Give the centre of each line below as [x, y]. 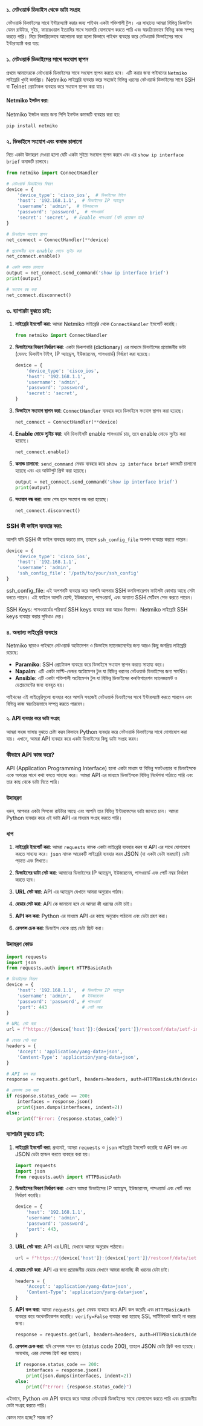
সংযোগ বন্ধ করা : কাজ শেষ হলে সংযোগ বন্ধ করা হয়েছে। [62, 499]
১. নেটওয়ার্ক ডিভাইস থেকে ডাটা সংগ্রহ [43, 10]
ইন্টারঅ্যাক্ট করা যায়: [23, 43]
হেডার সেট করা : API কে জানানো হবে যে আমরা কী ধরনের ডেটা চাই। [74, 904]
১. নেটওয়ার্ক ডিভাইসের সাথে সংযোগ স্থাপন [47, 59]
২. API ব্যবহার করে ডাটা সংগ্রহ [33, 718]
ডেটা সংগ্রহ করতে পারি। [27, 1405]
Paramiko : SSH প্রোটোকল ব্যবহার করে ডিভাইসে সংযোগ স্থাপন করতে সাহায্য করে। [90, 665]
